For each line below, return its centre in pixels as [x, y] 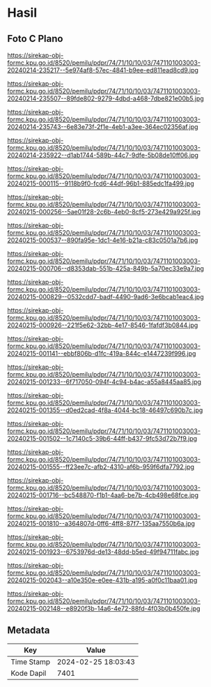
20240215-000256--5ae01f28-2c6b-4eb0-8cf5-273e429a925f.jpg [104, 212]
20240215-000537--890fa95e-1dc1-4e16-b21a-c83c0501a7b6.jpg [103, 240]
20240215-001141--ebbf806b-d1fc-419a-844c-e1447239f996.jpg [102, 353]
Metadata [29, 630]
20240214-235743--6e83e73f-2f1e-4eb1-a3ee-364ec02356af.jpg [103, 127]
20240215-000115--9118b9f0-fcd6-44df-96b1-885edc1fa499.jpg [101, 183]
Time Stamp [31, 662]
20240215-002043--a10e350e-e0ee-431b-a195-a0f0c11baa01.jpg [102, 580]
